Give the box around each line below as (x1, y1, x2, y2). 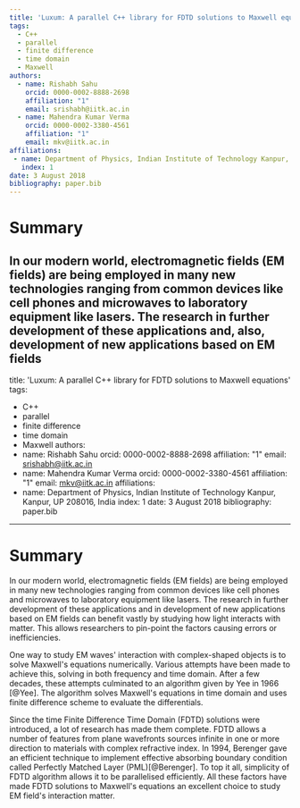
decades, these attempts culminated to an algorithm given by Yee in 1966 (9, 678, 279, 689)
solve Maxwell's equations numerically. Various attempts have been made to (9, 659, 291, 670)
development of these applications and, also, (9, 323, 265, 338)
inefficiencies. (9, 632, 61, 644)
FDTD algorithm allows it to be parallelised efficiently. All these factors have (9, 771, 287, 782)
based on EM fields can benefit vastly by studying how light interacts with (9, 613, 281, 624)
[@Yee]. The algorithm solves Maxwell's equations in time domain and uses (9, 687, 287, 698)
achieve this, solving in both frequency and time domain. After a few (9, 669, 261, 679)
